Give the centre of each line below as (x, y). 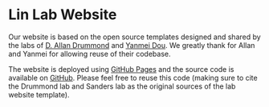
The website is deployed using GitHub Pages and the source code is (121, 69)
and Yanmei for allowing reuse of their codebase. (90, 53)
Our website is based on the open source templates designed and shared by (134, 37)
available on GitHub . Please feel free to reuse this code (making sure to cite (133, 77)
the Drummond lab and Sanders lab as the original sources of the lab (122, 86)
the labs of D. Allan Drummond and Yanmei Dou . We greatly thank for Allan (132, 45)
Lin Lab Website (63, 15)
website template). (39, 94)
